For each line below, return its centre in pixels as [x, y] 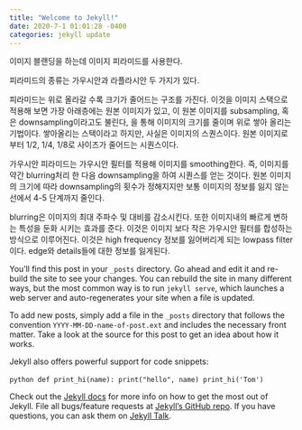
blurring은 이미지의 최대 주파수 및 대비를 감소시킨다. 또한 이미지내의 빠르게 [141, 217]
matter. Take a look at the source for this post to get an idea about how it [144, 334]
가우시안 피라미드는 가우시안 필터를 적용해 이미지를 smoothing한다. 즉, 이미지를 [149, 164]
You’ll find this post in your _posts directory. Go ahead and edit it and [137, 269]
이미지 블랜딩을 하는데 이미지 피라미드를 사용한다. [96, 61]
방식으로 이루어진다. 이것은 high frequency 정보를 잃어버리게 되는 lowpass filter [151, 239]
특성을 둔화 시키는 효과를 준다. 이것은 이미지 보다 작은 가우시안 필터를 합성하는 [156, 229]
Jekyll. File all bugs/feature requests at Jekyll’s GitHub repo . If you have [142, 407]
